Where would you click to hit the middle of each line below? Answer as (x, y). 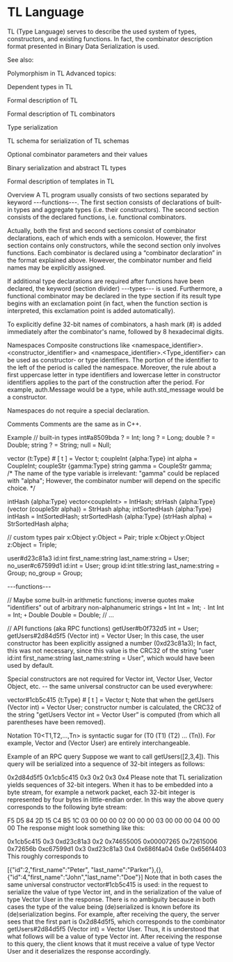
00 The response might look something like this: (76, 827)
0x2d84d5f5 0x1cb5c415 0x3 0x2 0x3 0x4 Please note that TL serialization (115, 777)
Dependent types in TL (40, 86)
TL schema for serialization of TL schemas (69, 141)
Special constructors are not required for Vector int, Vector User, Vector (110, 679)
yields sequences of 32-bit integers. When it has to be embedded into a (110, 784)
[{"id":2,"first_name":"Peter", (48, 869)
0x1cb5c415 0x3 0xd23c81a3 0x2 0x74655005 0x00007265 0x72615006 (112, 841)
